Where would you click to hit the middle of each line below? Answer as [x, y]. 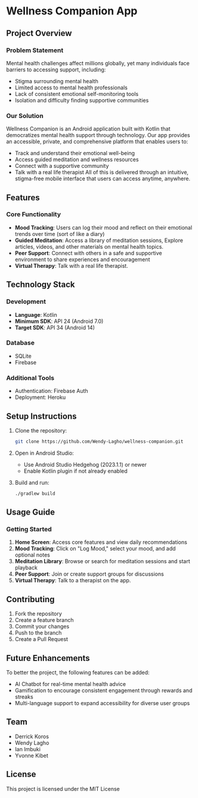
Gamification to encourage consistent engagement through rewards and [103, 691]
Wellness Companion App [72, 11]
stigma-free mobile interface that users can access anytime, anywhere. [103, 179]
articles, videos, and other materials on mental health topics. [89, 246]
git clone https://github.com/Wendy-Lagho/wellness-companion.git [99, 442]
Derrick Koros [32, 736]
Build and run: [32, 482]
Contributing [30, 599]
